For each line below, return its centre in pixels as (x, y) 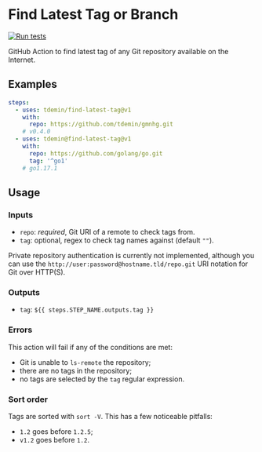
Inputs (21, 215)
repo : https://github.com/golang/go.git (96, 153)
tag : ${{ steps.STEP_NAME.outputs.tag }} (87, 310)
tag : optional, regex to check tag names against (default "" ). (116, 240)
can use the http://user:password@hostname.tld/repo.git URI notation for (128, 264)
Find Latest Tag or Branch (93, 15)
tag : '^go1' (48, 161)
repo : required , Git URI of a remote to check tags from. (107, 232)
